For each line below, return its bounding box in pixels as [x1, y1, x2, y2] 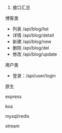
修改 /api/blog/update [12, 51, 57, 57]
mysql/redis [5, 113, 29, 119]
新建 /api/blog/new [12, 38, 51, 45]
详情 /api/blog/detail [12, 32, 54, 38]
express [5, 94, 22, 100]
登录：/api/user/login [12, 73, 56, 78]
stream [5, 123, 20, 129]
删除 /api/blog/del [12, 45, 49, 51]
